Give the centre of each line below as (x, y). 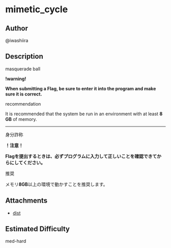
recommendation (23, 104)
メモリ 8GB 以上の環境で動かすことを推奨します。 (56, 184)
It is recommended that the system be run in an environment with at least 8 (84, 114)
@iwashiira (17, 40)
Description (24, 56)
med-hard (16, 241)
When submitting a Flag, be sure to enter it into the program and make (81, 88)
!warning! (16, 79)
